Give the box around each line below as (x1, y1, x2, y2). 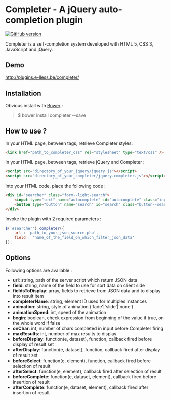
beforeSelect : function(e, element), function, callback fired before (12, 358, 151, 364)
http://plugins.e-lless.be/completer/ (5, 74, 79, 80)
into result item (12, 293, 44, 299)
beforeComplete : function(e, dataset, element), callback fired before (12, 373, 157, 380)
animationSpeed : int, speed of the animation (12, 309, 106, 315)
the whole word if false (12, 320, 61, 326)
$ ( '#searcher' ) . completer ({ (5, 226, 65, 231)
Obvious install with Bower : (5, 102, 63, 108)
